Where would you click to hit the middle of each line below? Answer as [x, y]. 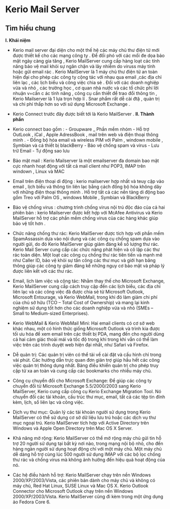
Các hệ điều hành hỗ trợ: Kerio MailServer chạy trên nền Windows [82, 475]
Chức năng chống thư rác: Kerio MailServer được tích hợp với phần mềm [88, 233]
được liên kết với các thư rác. [43, 271]
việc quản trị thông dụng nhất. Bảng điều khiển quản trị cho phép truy [86, 365]
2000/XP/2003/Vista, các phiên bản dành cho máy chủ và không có [84, 480]
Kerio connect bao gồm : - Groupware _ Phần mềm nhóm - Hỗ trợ [81, 129]
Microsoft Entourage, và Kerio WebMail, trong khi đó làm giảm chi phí [85, 297]
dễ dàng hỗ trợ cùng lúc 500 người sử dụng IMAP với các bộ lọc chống [87, 454]
